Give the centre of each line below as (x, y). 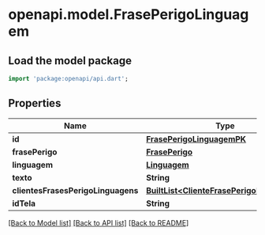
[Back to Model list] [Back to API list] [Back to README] (99, 222)
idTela (24, 203)
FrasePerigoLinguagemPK (196, 138)
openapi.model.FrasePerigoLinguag (129, 15)
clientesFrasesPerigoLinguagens (75, 190)
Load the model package (70, 61)
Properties (35, 103)
